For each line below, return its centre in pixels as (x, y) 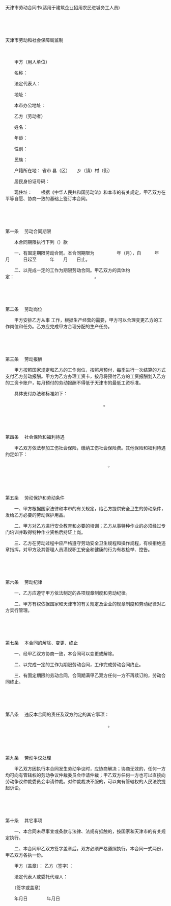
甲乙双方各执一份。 (24, 855)
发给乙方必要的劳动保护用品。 (36, 515)
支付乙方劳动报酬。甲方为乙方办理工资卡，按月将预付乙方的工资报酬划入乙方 (85, 376)
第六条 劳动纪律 (24, 582)
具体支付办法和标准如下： (41, 393)
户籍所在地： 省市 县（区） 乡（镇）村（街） (63, 171)
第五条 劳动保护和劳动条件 (35, 498)
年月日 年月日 (37, 898)
